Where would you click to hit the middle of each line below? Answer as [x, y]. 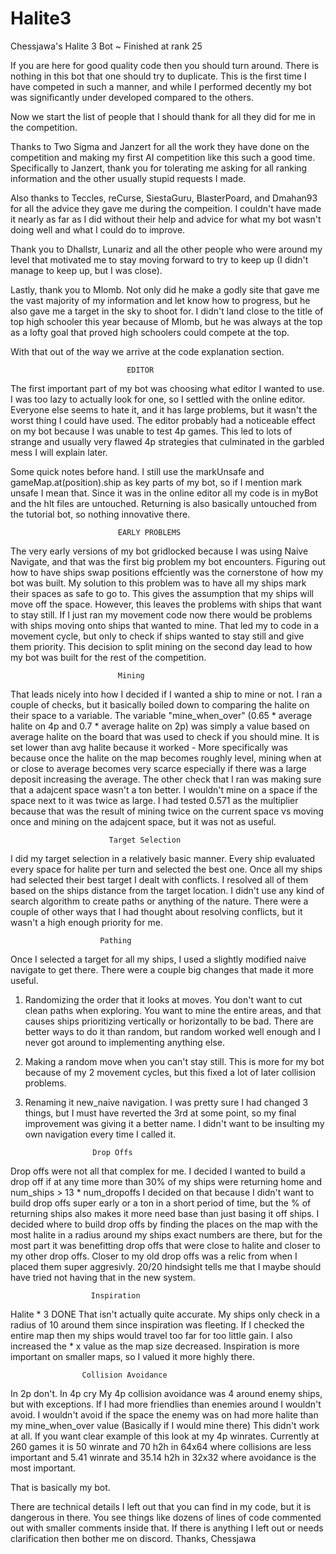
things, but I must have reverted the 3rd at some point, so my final [160, 1113]
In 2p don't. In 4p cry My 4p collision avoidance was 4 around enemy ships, [166, 1393]
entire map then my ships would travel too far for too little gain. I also [151, 1335]
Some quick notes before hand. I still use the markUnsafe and [137, 471]
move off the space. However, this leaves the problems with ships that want [166, 604]
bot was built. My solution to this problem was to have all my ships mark [158, 583]
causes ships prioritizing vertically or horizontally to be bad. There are [169, 1021]
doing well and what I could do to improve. [98, 229]
